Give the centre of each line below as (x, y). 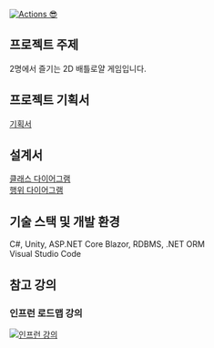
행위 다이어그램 (36, 190)
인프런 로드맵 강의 (46, 312)
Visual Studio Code (46, 254)
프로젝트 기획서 (50, 100)
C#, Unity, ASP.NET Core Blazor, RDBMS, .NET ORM (107, 244)
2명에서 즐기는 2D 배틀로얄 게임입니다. (78, 68)
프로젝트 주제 (44, 45)
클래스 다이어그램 (40, 179)
